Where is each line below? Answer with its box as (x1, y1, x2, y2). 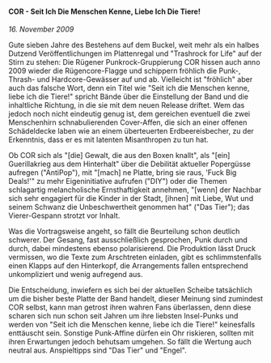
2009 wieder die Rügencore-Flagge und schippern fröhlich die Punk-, (8, 66, 241, 76)
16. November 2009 (8, 24, 74, 34)
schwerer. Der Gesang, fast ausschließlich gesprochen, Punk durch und (8, 235, 248, 245)
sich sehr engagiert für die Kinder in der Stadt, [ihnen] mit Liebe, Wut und (8, 194, 253, 203)
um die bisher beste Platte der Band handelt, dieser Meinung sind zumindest (8, 294, 264, 304)
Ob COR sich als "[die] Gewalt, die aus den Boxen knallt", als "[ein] (8, 151, 231, 160)
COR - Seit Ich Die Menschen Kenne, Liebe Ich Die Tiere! (8, 6, 201, 16)
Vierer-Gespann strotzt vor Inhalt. (8, 211, 121, 220)
